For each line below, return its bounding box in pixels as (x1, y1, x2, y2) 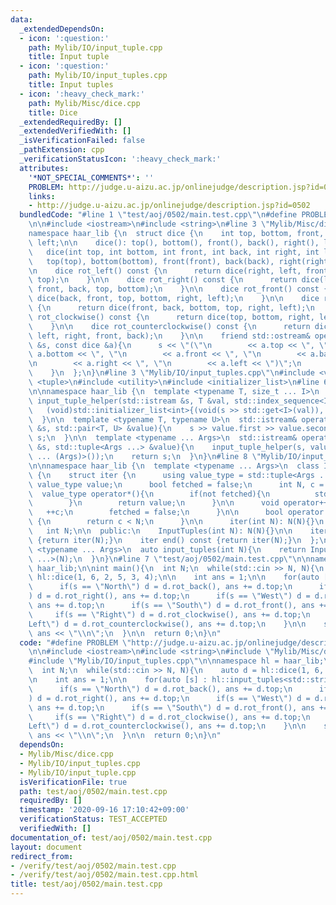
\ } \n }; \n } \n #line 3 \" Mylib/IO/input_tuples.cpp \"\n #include (28, 368, 315, 378)
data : (10, 14, 33, 25)
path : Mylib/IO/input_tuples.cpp (28, 71, 168, 81)
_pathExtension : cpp (19, 145, 105, 155)
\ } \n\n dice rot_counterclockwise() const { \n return (28, 321, 311, 331)
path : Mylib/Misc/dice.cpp (28, 98, 141, 108)
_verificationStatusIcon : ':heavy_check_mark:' (19, 154, 222, 164)
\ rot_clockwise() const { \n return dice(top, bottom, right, (28, 312, 315, 322)
